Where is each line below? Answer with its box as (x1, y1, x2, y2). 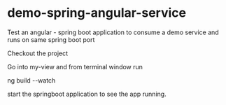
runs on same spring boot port (7, 35, 95, 43)
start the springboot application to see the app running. (7, 90, 167, 98)
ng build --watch (7, 76, 56, 85)
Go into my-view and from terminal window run (7, 62, 143, 71)
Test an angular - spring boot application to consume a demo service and (7, 28, 219, 36)
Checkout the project (7, 49, 69, 57)
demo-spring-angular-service (7, 5, 187, 21)
